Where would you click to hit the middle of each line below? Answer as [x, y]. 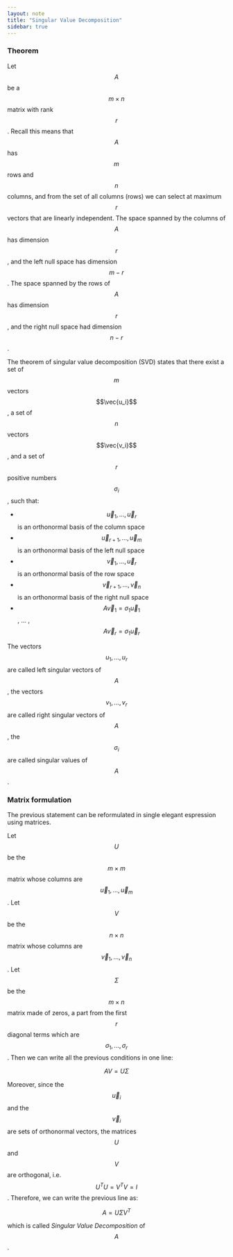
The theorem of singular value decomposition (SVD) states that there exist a [116, 361]
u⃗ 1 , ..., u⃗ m [116, 890]
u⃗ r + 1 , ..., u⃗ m [122, 539]
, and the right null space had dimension [64, 327]
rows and [20, 174]
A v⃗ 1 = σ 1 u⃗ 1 [122, 609]
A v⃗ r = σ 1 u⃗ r [121, 632]
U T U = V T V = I [116, 1186]
